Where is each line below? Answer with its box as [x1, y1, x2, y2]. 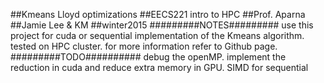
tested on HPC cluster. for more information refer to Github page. [10, 40, 278, 52]
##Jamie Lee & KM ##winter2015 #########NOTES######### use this [10, 19, 314, 31]
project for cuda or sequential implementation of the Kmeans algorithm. [10, 30, 305, 41]
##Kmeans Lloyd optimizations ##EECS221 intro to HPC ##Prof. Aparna [10, 9, 306, 20]
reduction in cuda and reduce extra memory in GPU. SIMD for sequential [10, 62, 309, 73]
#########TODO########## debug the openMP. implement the [10, 51, 287, 63]
